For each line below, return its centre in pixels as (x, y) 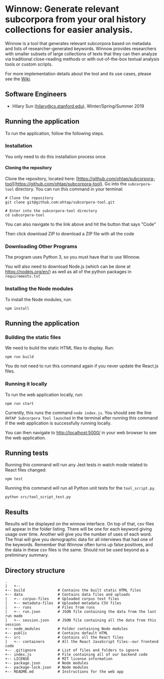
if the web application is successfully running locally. (58, 423)
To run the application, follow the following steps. (55, 133)
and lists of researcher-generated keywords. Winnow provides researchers (81, 48)
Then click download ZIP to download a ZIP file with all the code (70, 234)
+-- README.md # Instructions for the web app (64, 672)
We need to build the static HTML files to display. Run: (59, 348)
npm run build (20, 357)
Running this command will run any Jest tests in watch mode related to (76, 465)
